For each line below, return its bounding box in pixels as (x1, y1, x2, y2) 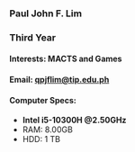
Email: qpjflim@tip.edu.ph (9, 75, 110, 85)
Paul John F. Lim (9, 7, 83, 20)
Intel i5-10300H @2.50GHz (22, 115, 127, 126)
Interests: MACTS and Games (9, 53, 122, 65)
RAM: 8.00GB (22, 124, 74, 135)
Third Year (9, 31, 57, 43)
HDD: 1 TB (22, 134, 61, 145)
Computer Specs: (9, 94, 76, 105)
